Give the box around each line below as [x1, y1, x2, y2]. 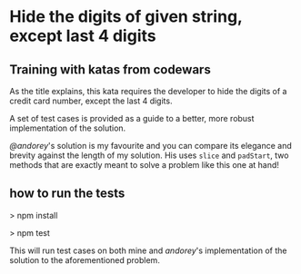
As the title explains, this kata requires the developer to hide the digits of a [9, 86, 287, 96]
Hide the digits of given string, [9, 6, 243, 27]
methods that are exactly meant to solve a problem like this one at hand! [9, 160, 280, 170]
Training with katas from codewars [9, 62, 211, 77]
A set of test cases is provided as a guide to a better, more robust [9, 113, 255, 123]
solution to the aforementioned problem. [9, 254, 161, 265]
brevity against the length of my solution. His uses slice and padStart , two [9, 150, 289, 161]
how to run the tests [9, 186, 125, 201]
